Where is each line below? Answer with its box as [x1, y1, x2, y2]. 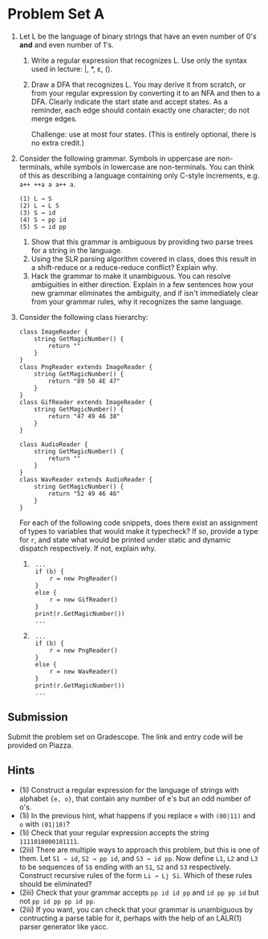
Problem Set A [7, 5, 105, 23]
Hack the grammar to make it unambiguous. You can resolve [30, 271, 232, 281]
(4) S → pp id [18, 215, 67, 223]
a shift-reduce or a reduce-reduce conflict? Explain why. [30, 262, 218, 272]
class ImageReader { [18, 327, 88, 336]
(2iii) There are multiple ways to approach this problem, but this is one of [18, 845, 260, 855]
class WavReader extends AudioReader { [18, 475, 153, 483]
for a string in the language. [30, 245, 123, 255]
